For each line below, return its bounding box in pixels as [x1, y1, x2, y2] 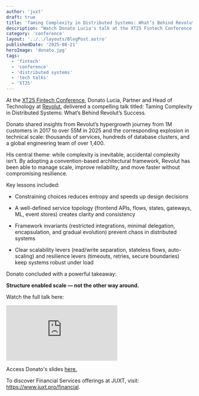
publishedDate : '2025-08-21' [6, 42, 78, 48]
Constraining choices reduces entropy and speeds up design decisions [14, 193, 189, 200]
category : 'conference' [6, 31, 65, 37]
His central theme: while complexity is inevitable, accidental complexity [6, 151, 181, 158]
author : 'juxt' [6, 8, 44, 15]
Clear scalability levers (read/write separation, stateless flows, [14, 247, 167, 253]
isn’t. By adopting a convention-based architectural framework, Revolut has [6, 158, 191, 164]
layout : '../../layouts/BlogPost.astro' [6, 36, 108, 42]
